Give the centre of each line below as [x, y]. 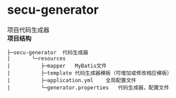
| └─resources [37, 58]
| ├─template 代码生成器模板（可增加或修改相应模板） [90, 73]
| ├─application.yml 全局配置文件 [72, 80]
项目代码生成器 [28, 29]
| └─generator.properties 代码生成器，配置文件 [88, 88]
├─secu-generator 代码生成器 [48, 52]
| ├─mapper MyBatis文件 [57, 66]
